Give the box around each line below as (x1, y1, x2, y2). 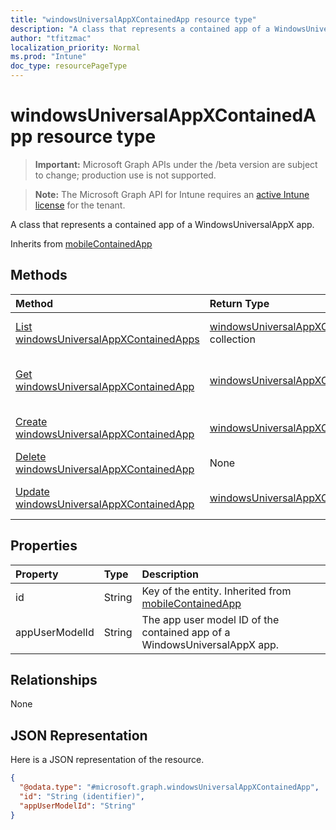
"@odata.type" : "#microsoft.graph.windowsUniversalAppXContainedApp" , (19, 782, 320, 793)
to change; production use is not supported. (34, 169, 217, 181)
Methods (10, 267, 68, 284)
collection (209, 332, 256, 346)
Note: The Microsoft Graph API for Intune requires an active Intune (34, 188, 310, 200)
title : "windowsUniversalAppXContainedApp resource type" (10, 14, 257, 25)
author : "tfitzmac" (10, 33, 92, 43)
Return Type (209, 296, 270, 310)
